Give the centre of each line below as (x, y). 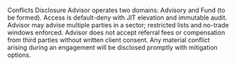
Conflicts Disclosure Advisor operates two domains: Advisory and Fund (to (116, 10)
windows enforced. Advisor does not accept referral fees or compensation (116, 32)
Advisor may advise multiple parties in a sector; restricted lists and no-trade (118, 25)
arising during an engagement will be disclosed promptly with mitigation (113, 47)
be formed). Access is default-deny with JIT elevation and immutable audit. (117, 18)
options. (19, 55)
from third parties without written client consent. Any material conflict (109, 40)
